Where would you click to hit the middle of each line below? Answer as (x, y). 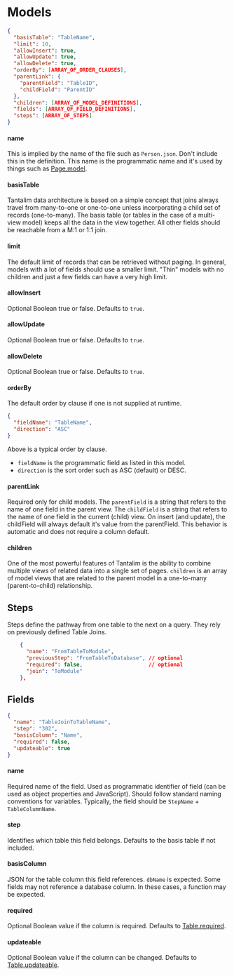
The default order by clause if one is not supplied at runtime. (95, 403)
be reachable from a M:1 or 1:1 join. (57, 230)
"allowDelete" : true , (45, 64)
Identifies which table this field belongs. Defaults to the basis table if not (111, 840)
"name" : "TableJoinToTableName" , (62, 722)
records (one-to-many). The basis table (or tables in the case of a (102, 215)
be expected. (26, 894)
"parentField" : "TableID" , (59, 83)
